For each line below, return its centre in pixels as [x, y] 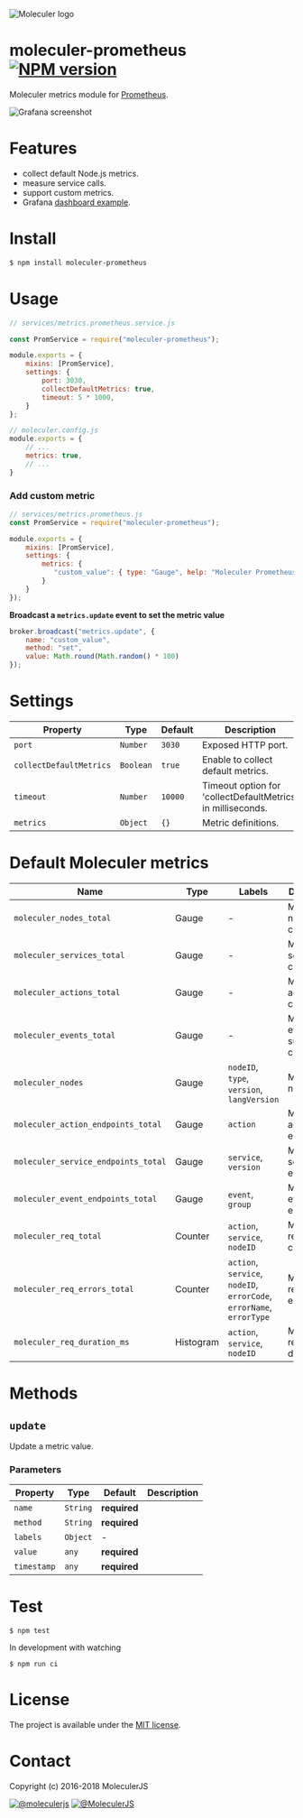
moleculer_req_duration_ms [72, 1342]
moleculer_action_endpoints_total [88, 1124]
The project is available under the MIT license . [95, 1725]
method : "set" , [54, 648]
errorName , [250, 1306]
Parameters [35, 1469]
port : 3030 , [64, 381]
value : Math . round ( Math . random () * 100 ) [102, 657]
